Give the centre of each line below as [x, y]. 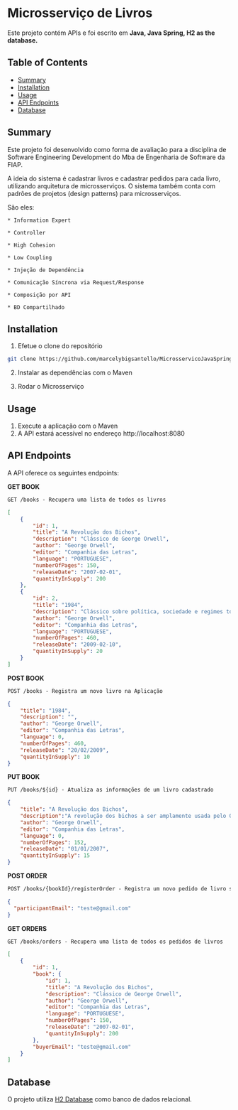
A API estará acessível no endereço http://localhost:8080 [101, 433]
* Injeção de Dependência [45, 270]
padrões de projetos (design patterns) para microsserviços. [94, 193]
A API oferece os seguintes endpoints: [63, 473]
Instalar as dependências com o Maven [75, 373]
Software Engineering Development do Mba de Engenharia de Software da [116, 157]
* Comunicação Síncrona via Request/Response [75, 282]
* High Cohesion [31, 245]
